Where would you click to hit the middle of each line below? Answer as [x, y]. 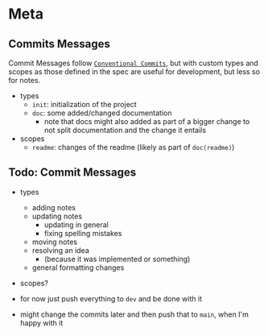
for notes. [25, 80]
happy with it [41, 322]
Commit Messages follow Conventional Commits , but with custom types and [134, 63]
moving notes [55, 242]
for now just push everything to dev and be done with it [111, 298]
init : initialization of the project [84, 104]
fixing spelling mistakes [83, 233]
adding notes [54, 207]
